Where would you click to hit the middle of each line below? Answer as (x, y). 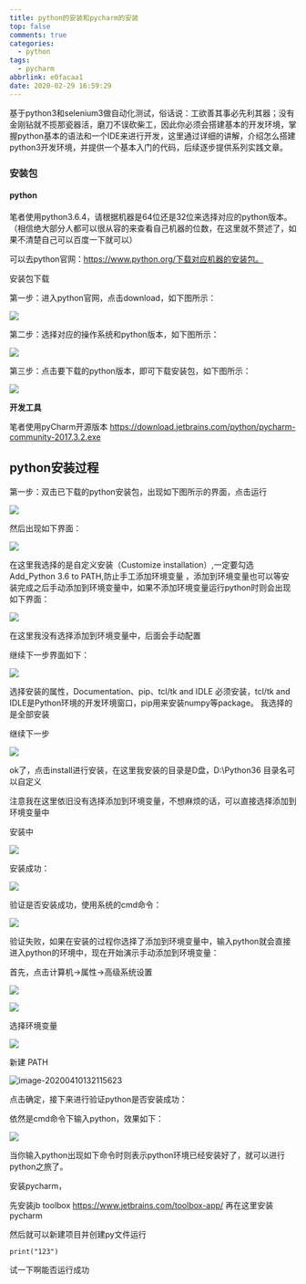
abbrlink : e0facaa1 (46, 78)
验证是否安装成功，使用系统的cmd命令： (86, 904)
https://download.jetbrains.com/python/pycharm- (203, 426)
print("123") (34, 1251)
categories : (32, 43)
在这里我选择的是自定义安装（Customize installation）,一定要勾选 (132, 564)
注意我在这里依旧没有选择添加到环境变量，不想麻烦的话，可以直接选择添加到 (153, 800)
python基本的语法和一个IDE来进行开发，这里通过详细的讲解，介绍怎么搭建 (156, 136)
